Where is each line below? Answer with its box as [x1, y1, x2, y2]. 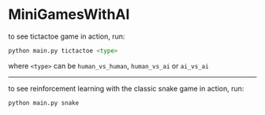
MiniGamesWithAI [8, 6, 130, 24]
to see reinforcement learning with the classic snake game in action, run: [8, 83, 244, 93]
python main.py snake [8, 98, 80, 107]
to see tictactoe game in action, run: [8, 32, 125, 41]
